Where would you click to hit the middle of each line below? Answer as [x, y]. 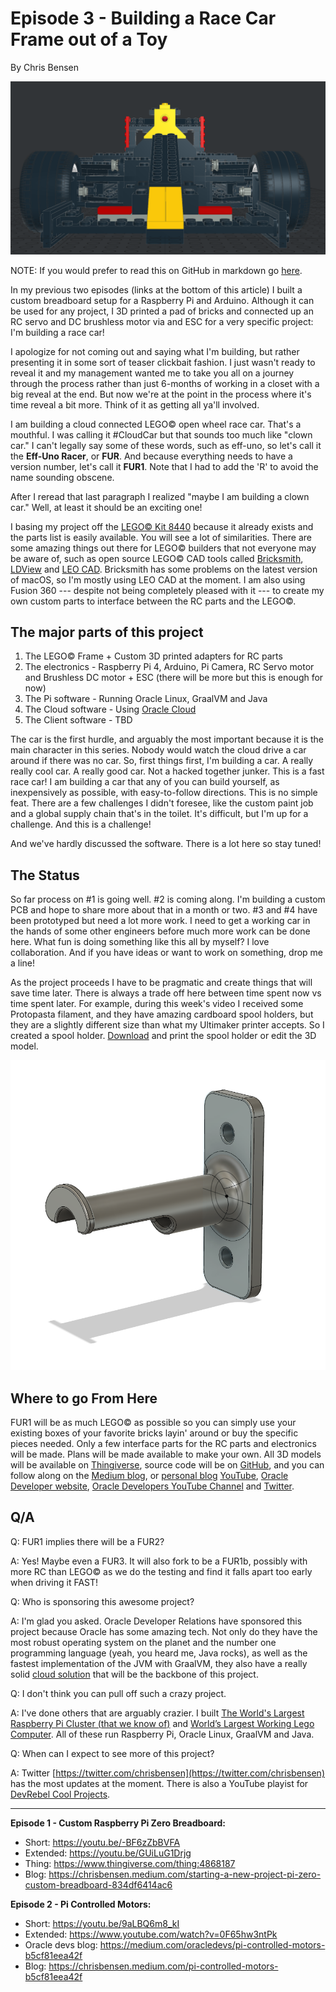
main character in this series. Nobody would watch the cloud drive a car [158, 750]
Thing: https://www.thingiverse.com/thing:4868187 [130, 1863]
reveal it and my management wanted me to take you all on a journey [152, 373]
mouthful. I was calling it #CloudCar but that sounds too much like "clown [161, 434]
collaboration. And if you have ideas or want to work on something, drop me [167, 953]
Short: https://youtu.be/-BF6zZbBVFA [102, 1842]
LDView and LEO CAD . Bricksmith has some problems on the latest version [164, 569]
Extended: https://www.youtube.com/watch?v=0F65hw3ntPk [151, 1934]
